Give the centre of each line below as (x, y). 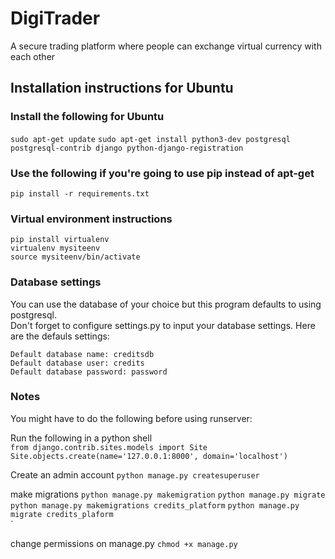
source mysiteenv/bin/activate (75, 257)
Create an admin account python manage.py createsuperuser (135, 474)
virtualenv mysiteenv (55, 248)
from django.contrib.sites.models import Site (109, 447)
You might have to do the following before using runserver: (131, 418)
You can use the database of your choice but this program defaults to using (166, 304)
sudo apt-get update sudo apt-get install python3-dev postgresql (150, 139)
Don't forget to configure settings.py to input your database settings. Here (163, 325)
